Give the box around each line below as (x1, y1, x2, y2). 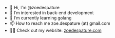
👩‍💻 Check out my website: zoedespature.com (9, 27, 102, 33)
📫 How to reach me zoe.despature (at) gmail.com (9, 20, 111, 26)
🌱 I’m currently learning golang (9, 15, 72, 20)
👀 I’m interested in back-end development (9, 10, 94, 16)
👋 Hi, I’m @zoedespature (9, 5, 60, 10)
